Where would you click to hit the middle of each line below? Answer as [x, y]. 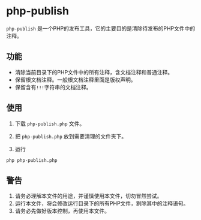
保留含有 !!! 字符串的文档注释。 [53, 87]
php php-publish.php [32, 160]
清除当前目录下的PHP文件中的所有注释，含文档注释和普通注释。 [94, 72]
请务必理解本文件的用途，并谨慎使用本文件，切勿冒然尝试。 [88, 196]
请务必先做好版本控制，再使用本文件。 [62, 211]
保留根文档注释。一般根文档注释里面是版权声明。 [75, 80]
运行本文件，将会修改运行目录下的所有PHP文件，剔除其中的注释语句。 [102, 204]
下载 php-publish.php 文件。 [50, 123]
